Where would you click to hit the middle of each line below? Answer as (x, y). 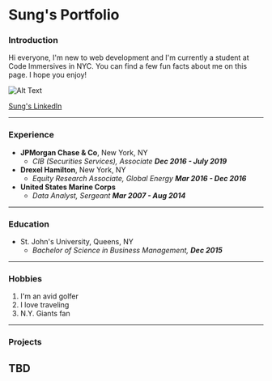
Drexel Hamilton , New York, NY (73, 169)
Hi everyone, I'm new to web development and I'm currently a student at (129, 57)
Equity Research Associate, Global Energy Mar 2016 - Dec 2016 (139, 178)
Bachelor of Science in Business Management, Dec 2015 (127, 250)
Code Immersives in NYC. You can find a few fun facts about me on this (128, 66)
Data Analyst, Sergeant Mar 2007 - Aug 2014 (109, 195)
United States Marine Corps (68, 187)
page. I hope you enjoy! (48, 75)
